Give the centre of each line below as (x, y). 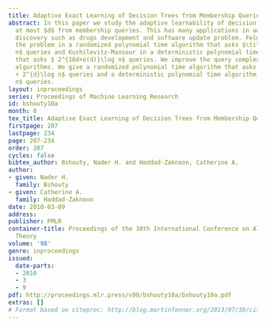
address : (23, 214)
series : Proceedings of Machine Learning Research (93, 97)
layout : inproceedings (46, 89)
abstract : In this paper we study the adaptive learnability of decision (133, 23)
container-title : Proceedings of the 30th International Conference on (129, 229)
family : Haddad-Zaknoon (54, 199)
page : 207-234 (32, 140)
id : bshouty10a (33, 104)
